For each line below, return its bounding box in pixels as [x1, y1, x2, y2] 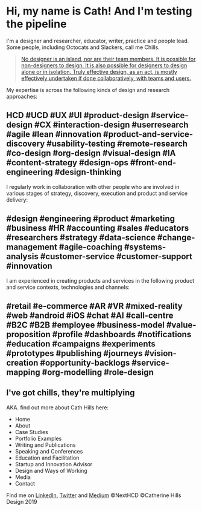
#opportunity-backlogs [40, 357, 130, 368]
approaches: [6, 93, 38, 100]
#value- [166, 320, 197, 330]
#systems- [124, 242, 166, 252]
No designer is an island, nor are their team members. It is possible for [21, 55, 196, 62]
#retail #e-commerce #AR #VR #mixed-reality [6, 301, 183, 311]
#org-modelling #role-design [42, 367, 154, 377]
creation [6, 357, 39, 368]
